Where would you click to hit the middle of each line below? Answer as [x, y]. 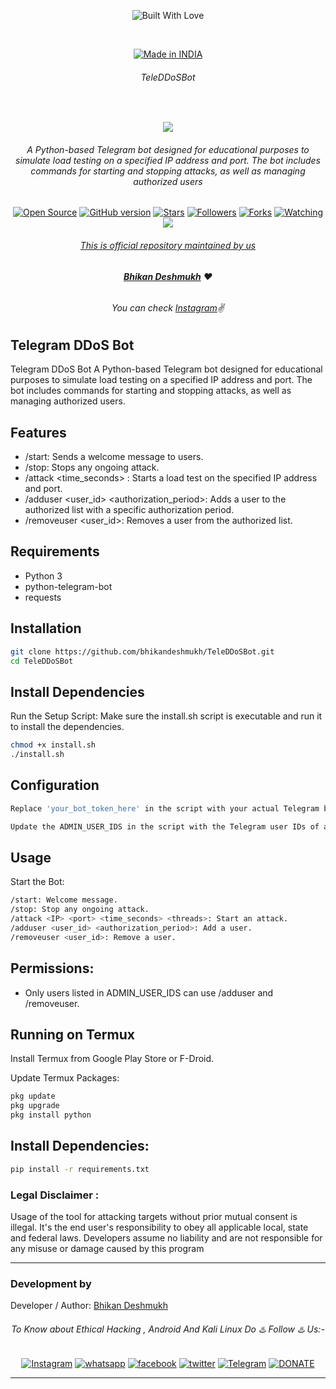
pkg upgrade [35, 1106]
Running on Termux [72, 1034]
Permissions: [52, 968]
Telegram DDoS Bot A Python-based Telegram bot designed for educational [166, 369]
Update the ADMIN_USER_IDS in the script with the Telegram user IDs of [165, 826]
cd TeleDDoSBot [42, 661]
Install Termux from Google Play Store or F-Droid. [112, 1059]
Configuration [55, 785]
